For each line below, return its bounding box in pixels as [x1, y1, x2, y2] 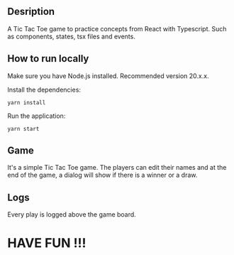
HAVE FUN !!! [7, 235, 87, 251]
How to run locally [7, 53, 89, 65]
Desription [7, 6, 55, 18]
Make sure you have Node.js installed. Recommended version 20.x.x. [7, 71, 209, 80]
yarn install [7, 99, 46, 106]
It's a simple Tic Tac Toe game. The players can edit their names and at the [7, 163, 227, 172]
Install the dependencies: [7, 85, 82, 94]
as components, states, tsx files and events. [7, 32, 136, 40]
